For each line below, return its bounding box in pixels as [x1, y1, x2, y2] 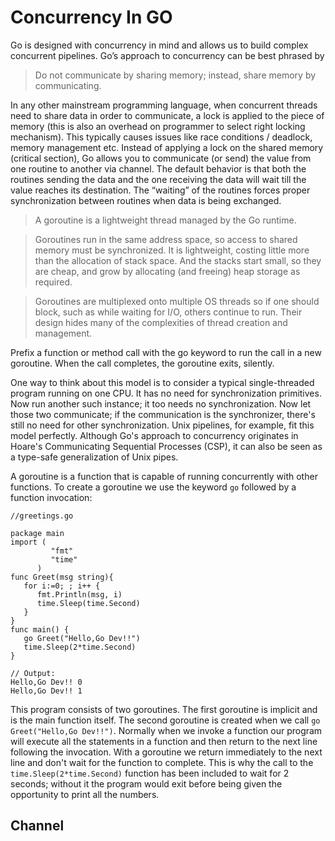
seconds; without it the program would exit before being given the [10, 777, 283, 790]
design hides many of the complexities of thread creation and [34, 316, 288, 328]
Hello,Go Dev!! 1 [10, 686, 83, 696]
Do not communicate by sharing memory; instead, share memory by [34, 69, 317, 81]
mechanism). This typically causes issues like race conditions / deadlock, [10, 131, 313, 143]
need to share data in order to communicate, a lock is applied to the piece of [10, 109, 325, 121]
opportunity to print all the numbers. [10, 788, 160, 800]
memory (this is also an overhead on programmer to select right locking [10, 120, 306, 132]
